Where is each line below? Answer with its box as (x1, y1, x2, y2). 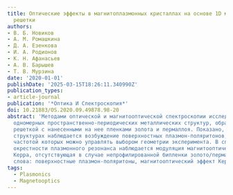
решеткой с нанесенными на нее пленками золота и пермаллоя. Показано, (13, 126, 225, 133)
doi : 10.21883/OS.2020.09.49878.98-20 (7, 106, 119, 113)
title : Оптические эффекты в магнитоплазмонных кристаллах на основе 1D (7, 10, 222, 17)
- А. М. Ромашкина (7, 36, 60, 43)
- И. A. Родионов (7, 49, 58, 56)
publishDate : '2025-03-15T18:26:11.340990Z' (7, 81, 138, 88)
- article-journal (7, 94, 60, 101)
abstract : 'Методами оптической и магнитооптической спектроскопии (7, 113, 207, 120)
